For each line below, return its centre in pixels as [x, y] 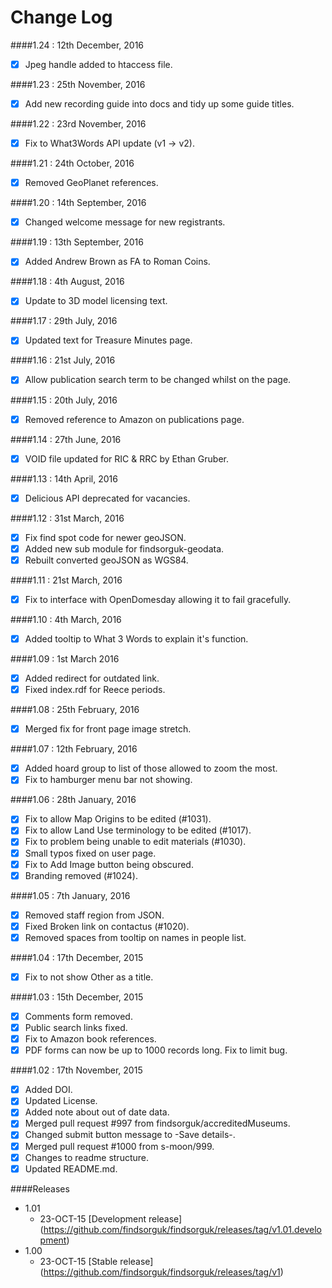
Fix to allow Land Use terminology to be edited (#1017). [138, 830]
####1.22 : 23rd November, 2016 [78, 124]
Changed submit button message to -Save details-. [130, 1135]
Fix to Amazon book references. [90, 1039]
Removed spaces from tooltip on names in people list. [135, 937]
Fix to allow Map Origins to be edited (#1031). [118, 819]
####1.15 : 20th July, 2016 [64, 400]
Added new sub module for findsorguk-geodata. [124, 548]
